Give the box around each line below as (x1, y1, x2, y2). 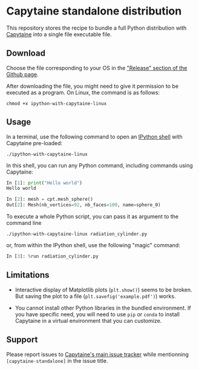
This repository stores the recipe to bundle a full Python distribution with (6, 24, 187, 31)
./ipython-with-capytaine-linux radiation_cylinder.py (6, 231, 148, 237)
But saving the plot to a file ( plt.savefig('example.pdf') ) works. (15, 292, 176, 300)
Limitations (6, 270, 50, 281)
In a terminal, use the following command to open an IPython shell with (6, 133, 183, 140)
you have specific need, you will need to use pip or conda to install (15, 310, 180, 318)
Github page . (6, 71, 39, 78)
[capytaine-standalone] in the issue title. (6, 357, 108, 364)
